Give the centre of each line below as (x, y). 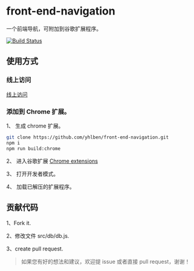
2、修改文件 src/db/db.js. (38, 236)
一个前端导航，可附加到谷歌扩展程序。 (54, 28)
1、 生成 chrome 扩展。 (35, 126)
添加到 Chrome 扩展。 (38, 111)
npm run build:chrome (34, 149)
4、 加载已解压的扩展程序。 (40, 186)
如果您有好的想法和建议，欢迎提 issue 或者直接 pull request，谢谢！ (105, 262)
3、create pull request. (35, 249)
